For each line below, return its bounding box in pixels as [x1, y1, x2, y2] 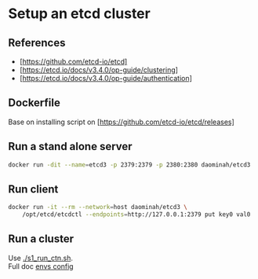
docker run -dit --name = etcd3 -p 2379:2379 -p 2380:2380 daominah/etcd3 [8, 160, 251, 169]
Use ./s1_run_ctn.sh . [8, 253, 73, 262]
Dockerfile [8, 96, 61, 110]
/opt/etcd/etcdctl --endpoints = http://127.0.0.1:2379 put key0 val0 [22, 211, 251, 218]
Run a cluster [8, 233, 74, 246]
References [8, 36, 66, 50]
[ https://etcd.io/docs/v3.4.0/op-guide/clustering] [19, 65, 179, 75]
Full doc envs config [8, 261, 74, 271]
